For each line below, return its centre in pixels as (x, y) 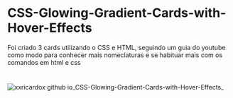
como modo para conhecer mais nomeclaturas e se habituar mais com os (115, 55)
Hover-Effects (50, 28)
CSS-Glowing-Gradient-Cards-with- (117, 13)
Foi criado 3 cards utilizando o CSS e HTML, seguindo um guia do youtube (116, 47)
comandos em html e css (44, 62)
